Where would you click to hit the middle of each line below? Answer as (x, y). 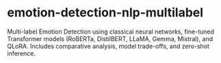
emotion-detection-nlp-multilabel (105, 13)
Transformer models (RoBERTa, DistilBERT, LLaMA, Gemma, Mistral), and (110, 38)
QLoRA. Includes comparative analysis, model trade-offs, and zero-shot (108, 46)
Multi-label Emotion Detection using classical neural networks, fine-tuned (110, 32)
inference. (22, 53)
